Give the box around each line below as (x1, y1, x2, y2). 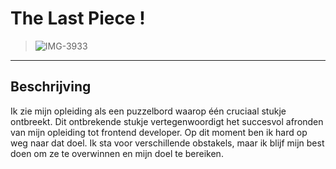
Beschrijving (10, 78, 92, 96)
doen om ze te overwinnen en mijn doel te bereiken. (10, 147, 224, 159)
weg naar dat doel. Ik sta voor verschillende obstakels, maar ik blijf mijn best (10, 137, 325, 149)
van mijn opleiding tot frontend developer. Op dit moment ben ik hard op (10, 126, 308, 138)
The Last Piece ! (10, 7, 146, 30)
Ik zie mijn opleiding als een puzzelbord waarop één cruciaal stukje (10, 105, 287, 117)
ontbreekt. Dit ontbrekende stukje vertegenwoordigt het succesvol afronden (10, 115, 324, 127)
